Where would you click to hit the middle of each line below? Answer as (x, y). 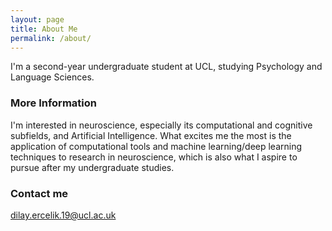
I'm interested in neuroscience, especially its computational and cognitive (161, 125)
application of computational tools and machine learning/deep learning (156, 146)
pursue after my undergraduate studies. (92, 167)
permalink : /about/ (51, 38)
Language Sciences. (52, 77)
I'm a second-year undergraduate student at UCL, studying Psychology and (166, 67)
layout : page (37, 19)
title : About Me (44, 29)
